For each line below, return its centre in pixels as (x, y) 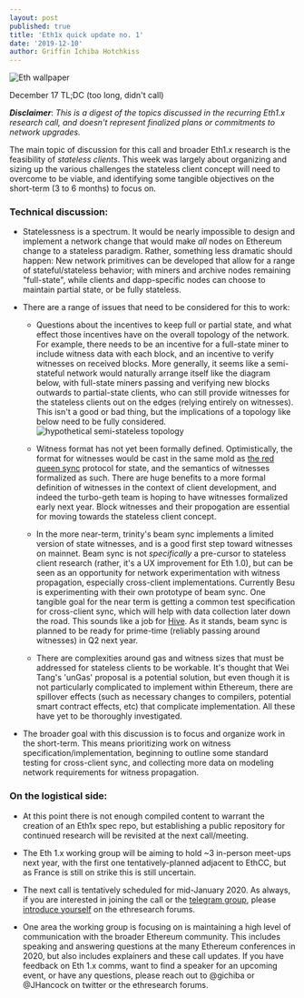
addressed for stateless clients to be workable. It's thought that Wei (162, 668)
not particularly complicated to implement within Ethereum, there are (164, 687)
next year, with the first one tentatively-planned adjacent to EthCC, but (154, 862)
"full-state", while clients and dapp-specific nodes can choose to (144, 280)
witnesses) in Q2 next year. (87, 640)
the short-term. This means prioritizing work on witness (127, 743)
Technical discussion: (59, 212)
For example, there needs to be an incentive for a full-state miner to (162, 344)
